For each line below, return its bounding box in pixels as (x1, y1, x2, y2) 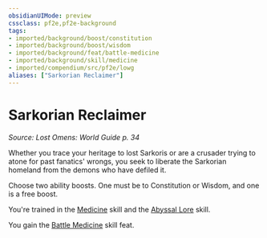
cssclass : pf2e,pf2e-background (8, 19, 116, 27)
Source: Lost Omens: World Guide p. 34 (8, 132, 140, 142)
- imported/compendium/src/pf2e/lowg (8, 64, 135, 72)
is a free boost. (8, 189, 59, 199)
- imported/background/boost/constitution (8, 34, 152, 42)
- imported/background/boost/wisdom (8, 42, 131, 50)
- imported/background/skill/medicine (8, 57, 138, 65)
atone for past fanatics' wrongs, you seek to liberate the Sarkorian (8, 156, 227, 166)
